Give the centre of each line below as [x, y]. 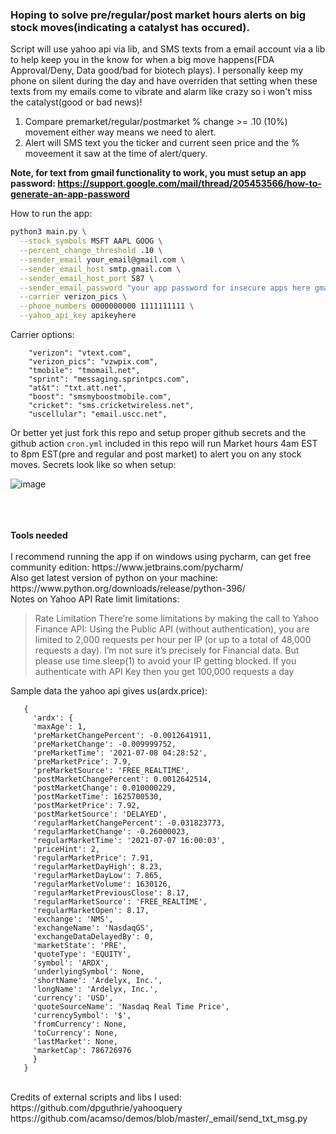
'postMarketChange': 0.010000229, [104, 788]
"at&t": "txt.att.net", [78, 388]
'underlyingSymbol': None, [88, 972]
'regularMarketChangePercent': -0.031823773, [129, 823]
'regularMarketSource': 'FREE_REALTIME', [120, 902]
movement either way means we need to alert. [120, 132]
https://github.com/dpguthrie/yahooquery [96, 1108]
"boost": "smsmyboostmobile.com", [100, 397]
